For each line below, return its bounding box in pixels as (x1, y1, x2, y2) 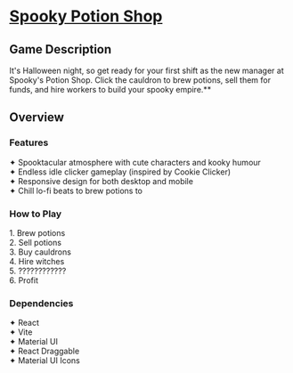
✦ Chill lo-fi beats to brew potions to (9, 185, 142, 196)
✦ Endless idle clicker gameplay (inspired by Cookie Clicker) (9, 166, 232, 177)
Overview (9, 109, 65, 126)
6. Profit (9, 274, 38, 286)
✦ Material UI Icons (9, 355, 80, 366)
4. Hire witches (9, 255, 65, 266)
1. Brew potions (9, 227, 66, 238)
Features (9, 136, 49, 149)
